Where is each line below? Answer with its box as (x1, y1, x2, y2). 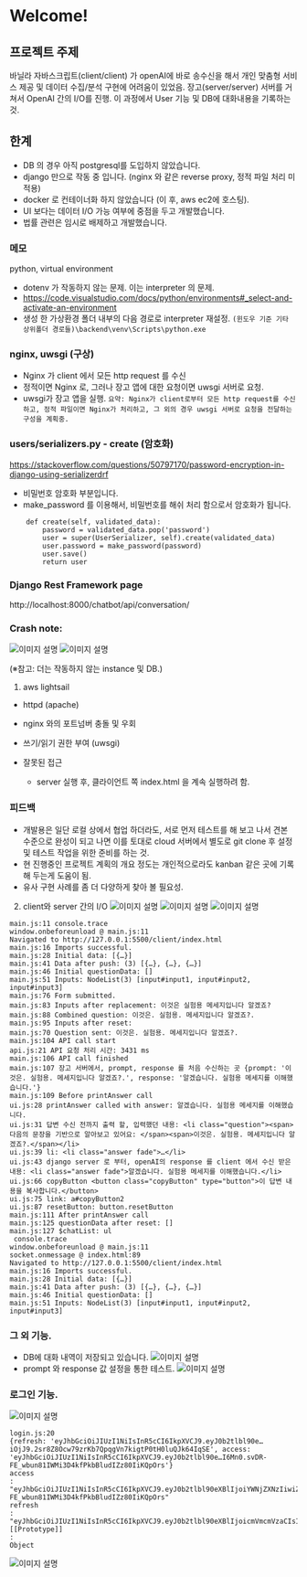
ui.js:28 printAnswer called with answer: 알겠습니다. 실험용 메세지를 (9, 1101, 265, 1110)
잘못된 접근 (22, 757, 63, 768)
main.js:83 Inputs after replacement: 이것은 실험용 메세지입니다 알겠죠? (9, 1000, 271, 1010)
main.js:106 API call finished (9, 1053, 129, 1063)
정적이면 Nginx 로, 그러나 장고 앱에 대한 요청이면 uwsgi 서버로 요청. (22, 381, 265, 393)
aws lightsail (22, 682, 70, 693)
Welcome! (9, 5, 89, 27)
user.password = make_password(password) (42, 541, 203, 550)
